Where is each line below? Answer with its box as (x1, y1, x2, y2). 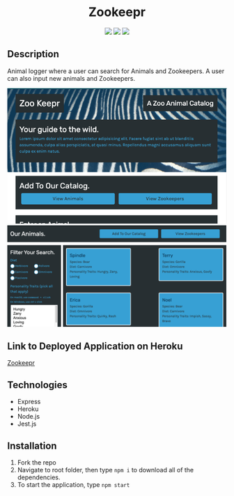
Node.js (17, 412, 40, 421)
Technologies (7, 379, 68, 391)
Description (7, 48, 59, 60)
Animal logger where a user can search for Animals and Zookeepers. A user (7, 67, 225, 75)
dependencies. (17, 473, 61, 481)
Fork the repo (17, 458, 57, 467)
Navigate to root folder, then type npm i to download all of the (17, 466, 194, 474)
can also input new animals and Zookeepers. (7, 74, 136, 82)
